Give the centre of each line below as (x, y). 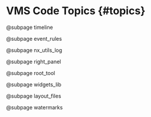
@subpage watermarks (35, 107)
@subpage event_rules (34, 38)
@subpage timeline (29, 27)
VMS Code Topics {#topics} (76, 11)
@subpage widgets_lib (34, 84)
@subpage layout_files (34, 96)
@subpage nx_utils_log (34, 50)
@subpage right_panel (34, 61)
